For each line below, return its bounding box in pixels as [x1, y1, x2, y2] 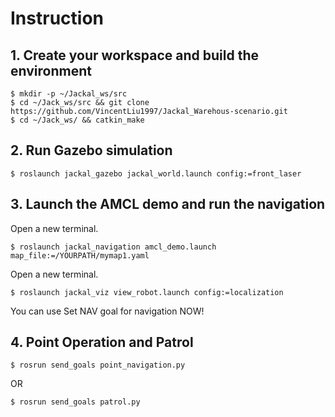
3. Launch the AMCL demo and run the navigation [10, 196, 326, 213]
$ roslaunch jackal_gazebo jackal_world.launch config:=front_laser [10, 168, 302, 179]
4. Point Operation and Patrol [10, 334, 194, 351]
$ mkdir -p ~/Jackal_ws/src [10, 89, 128, 99]
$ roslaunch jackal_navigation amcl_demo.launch [10, 242, 217, 252]
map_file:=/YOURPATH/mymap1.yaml [10, 250, 150, 261]
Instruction [10, 7, 104, 30]
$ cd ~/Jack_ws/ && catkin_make [10, 115, 145, 125]
